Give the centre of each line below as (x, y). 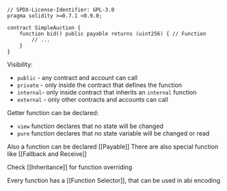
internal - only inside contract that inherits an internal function (107, 92)
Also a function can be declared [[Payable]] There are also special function (113, 147)
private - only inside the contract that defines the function (99, 85)
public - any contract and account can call (77, 78)
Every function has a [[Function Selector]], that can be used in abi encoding (114, 180)
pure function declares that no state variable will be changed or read (113, 133)
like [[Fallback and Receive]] (47, 154)
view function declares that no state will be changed (90, 126)
